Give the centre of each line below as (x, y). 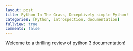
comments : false (22, 29)
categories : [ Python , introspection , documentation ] (62, 19)
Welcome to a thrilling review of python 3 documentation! (65, 43)
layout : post (19, 10)
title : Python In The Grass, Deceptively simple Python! (67, 15)
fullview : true (21, 24)
